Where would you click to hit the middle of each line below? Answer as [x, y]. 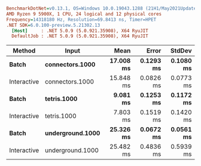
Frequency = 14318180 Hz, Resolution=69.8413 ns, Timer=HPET [81, 19]
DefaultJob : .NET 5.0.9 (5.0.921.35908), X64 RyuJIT [80, 36]
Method [24, 51]
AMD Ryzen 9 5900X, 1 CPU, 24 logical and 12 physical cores [84, 14]
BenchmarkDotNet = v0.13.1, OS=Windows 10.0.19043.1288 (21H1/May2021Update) [103, 8]
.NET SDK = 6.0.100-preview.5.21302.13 [53, 25]
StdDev [181, 51]
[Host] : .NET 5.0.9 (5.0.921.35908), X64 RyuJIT [80, 30]
